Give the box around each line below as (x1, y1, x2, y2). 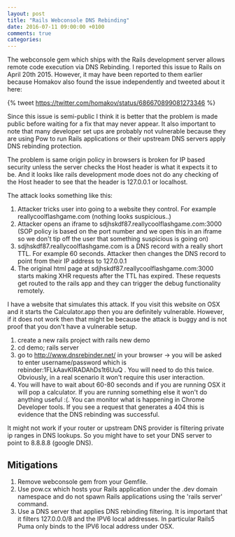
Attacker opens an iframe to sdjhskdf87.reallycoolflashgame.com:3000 (17, 220, 222, 228)
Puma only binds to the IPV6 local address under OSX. (17, 522, 175, 530)
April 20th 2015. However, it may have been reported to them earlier (7, 71, 203, 79)
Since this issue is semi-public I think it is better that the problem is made (7, 113, 218, 121)
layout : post (7, 10, 45, 17)
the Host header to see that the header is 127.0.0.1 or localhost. (7, 178, 188, 186)
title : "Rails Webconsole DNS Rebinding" (7, 17, 130, 24)
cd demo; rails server (17, 343, 79, 352)
